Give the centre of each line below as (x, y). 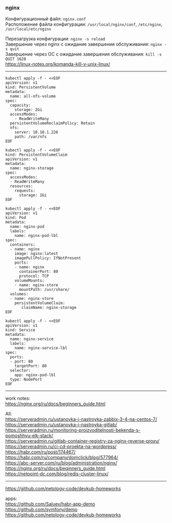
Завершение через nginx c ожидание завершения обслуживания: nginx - (86, 44)
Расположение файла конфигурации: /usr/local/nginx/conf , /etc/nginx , (84, 24)
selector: (20, 371)
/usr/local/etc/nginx (28, 29)
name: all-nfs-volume (33, 97)
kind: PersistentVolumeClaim (36, 155)
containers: (23, 245)
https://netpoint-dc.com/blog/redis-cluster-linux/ (57, 474)
